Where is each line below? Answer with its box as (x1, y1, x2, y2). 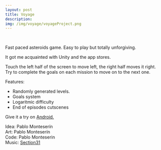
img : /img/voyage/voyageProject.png (5, 21, 81, 26)
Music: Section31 (5, 140, 40, 146)
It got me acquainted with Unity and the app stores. (5, 54, 111, 60)
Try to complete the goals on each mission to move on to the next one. (5, 69, 151, 75)
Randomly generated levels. (12, 88, 70, 95)
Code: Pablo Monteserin (5, 134, 55, 140)
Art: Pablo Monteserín (5, 129, 50, 135)
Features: (5, 79, 25, 85)
